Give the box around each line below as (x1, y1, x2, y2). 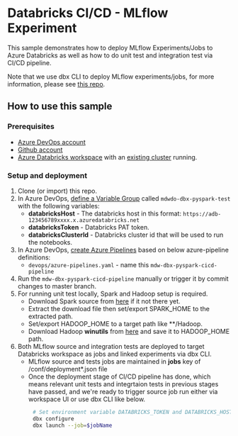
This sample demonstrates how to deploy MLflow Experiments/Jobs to (7, 43, 213, 52)
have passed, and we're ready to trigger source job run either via (28, 387, 218, 396)
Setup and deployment (7, 170, 87, 180)
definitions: (17, 253, 51, 262)
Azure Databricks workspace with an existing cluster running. (17, 152, 198, 161)
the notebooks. (28, 237, 73, 246)
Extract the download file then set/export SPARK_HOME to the (28, 304, 210, 313)
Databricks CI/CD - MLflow (7, 5, 169, 21)
